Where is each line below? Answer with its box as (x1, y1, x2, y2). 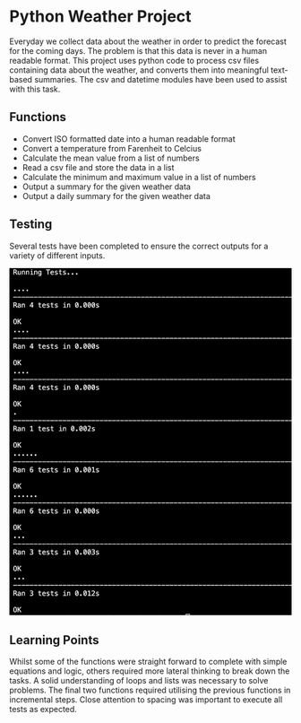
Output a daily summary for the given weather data (21, 190, 211, 201)
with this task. (9, 83, 61, 94)
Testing (9, 217, 53, 232)
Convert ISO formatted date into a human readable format (21, 133, 236, 144)
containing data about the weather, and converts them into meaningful (9, 65, 269, 75)
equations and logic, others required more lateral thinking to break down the (9, 666, 290, 676)
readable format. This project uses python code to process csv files (9, 55, 260, 65)
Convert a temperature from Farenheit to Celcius (21, 143, 202, 153)
